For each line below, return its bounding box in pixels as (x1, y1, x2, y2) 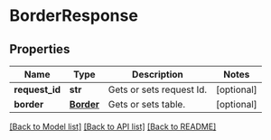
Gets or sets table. (107, 98, 186, 110)
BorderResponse (9, 5, 138, 26)
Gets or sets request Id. (107, 83, 208, 96)
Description (132, 69, 183, 80)
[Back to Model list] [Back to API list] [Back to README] (9, 121, 217, 132)
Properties (9, 42, 70, 57)
